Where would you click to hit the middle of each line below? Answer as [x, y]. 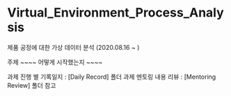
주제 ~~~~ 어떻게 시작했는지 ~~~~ [55, 62]
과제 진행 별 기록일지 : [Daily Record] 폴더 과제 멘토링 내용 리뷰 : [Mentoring [112, 77]
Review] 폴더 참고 [32, 85]
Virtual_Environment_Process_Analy [115, 13]
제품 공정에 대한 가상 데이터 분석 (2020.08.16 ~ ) [73, 47]
